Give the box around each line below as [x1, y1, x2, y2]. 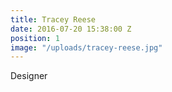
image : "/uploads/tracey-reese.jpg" [10, 42, 163, 53]
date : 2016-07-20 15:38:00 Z [10, 24, 132, 34]
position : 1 [10, 33, 60, 43]
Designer [10, 70, 48, 82]
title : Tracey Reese [10, 14, 97, 25]
